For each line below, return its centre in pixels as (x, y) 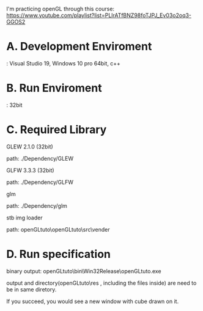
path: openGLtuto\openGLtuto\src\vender (58, 229)
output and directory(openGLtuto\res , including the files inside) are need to (102, 283)
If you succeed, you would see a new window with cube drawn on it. (93, 301)
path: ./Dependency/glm (37, 206)
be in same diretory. (31, 289)
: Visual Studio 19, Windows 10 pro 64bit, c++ (64, 63)
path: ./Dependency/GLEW (40, 158)
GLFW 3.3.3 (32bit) (30, 170)
